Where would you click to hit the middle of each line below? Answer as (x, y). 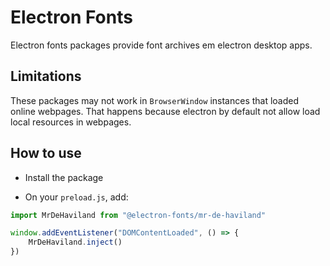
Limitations (46, 76)
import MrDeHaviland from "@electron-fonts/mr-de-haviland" (138, 215)
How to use (46, 153)
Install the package (64, 177)
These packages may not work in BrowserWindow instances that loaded (155, 100)
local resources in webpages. (71, 122)
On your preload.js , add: (76, 197)
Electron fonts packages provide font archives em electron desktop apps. (161, 45)
